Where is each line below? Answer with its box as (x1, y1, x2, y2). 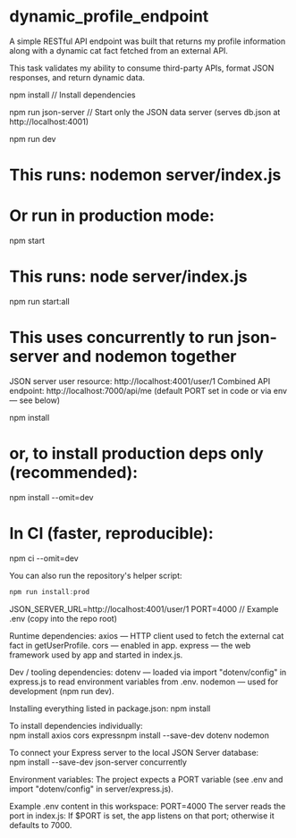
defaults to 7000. (9, 819, 72, 830)
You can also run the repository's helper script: (9, 570, 182, 581)
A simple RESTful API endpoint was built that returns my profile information (9, 36, 286, 46)
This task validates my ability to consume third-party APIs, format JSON (9, 63, 275, 73)
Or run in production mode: (9, 205, 215, 226)
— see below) (9, 395, 61, 406)
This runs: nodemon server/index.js (9, 165, 282, 185)
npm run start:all (9, 297, 70, 306)
